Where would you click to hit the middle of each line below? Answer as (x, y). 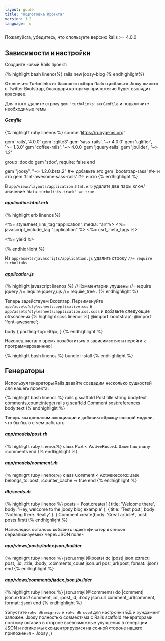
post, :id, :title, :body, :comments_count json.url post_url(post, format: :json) (82, 563)
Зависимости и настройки (48, 53)
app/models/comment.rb (31, 463)
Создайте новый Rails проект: (36, 65)
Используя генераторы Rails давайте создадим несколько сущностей (79, 383)
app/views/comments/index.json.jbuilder (49, 580)
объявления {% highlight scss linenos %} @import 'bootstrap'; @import (78, 316)
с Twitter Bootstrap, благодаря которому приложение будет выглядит (78, 89)
